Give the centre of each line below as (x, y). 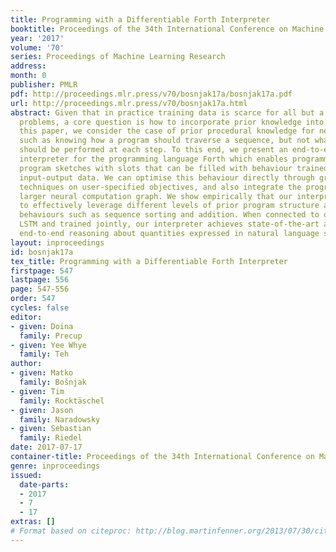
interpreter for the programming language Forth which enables (153, 159)
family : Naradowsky (60, 419)
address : (28, 66)
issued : (26, 475)
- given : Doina (42, 326)
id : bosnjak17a (42, 252)
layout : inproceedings (57, 242)
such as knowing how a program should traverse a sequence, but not (165, 141)
